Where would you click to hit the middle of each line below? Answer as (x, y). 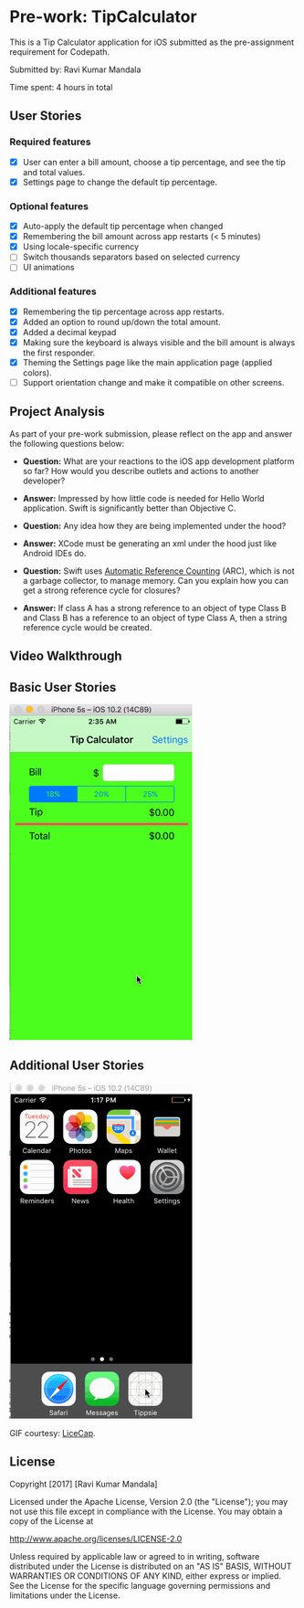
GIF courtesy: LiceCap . (52, 1433)
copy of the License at (52, 1521)
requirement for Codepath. (60, 51)
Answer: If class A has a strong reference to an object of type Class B (154, 608)
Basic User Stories (63, 687)
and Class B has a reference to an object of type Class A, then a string (155, 618)
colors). (37, 373)
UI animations (48, 268)
